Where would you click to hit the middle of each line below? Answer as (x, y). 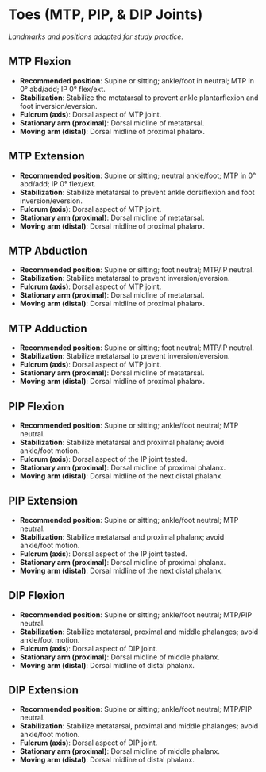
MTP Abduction (48, 250)
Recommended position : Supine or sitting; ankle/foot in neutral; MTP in (137, 80)
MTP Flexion (40, 61)
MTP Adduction (48, 328)
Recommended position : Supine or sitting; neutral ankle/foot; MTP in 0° (138, 175)
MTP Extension (46, 156)
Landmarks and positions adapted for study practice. (96, 36)
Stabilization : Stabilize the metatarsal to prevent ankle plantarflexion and (139, 98)
